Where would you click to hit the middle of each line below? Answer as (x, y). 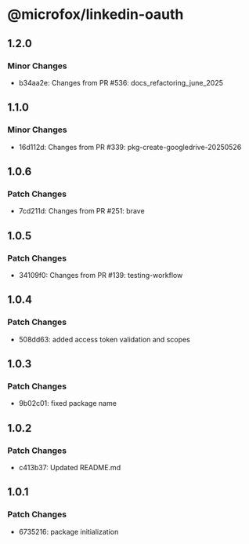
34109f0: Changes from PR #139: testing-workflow (101, 275)
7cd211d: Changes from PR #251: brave (82, 211)
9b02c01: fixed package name (67, 403)
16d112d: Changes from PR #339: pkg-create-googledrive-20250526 (130, 147)
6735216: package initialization (69, 531)
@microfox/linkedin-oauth (96, 15)
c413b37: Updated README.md (70, 467)
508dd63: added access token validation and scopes (105, 339)
